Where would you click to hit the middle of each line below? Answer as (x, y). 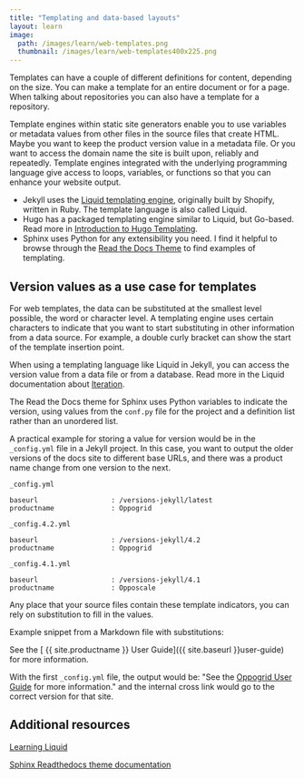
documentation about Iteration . (67, 384)
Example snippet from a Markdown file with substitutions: (117, 632)
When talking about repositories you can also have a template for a (135, 97)
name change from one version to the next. (90, 467)
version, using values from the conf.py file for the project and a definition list (152, 411)
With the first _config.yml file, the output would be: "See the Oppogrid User (151, 677)
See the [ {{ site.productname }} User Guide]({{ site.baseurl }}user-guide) (147, 649)
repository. (29, 106)
